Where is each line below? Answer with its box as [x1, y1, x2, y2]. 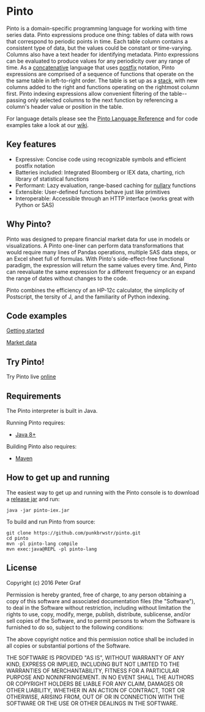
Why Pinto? [6, 219, 51, 230]
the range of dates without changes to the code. [6, 275, 129, 282]
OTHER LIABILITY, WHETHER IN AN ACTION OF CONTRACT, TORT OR [6, 686, 185, 694]
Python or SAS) [15, 201, 54, 208]
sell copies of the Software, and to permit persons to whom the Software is [6, 617, 196, 624]
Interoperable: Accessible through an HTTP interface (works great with [15, 195, 195, 202]
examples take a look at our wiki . [6, 121, 89, 128]
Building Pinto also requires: [6, 443, 77, 450]
